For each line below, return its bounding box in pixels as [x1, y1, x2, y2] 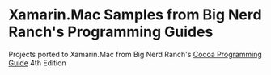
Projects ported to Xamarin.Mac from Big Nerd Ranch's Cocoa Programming [8, 49, 263, 59]
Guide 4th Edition [8, 58, 66, 68]
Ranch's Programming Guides [8, 23, 214, 41]
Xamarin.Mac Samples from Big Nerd [8, 6, 262, 24]
